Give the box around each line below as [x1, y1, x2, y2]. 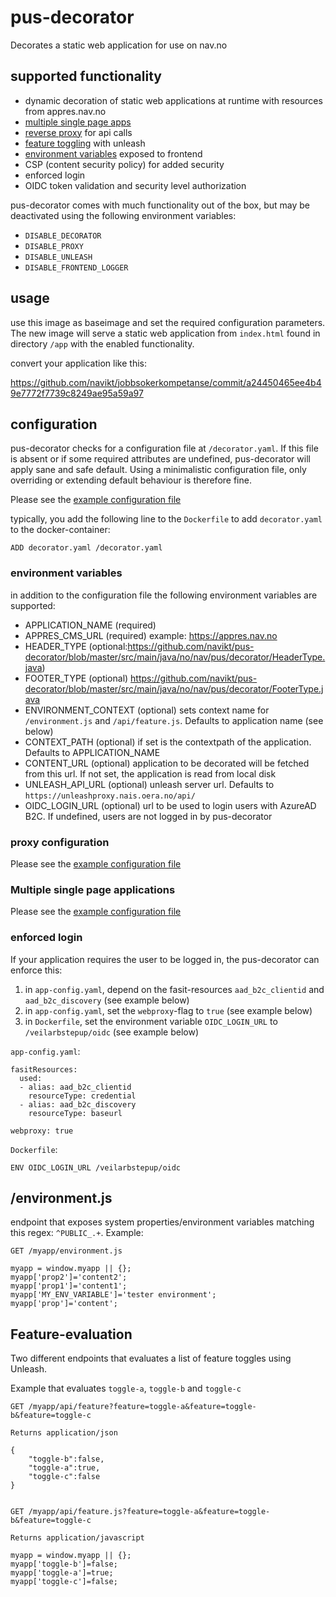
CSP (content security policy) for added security [24, 158, 225, 170]
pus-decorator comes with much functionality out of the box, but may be [10, 199, 310, 211]
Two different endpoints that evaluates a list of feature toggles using [10, 1352, 292, 1365]
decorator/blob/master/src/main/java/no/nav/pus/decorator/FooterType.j [24, 682, 324, 695]
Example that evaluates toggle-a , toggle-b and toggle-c [10, 1382, 242, 1395]
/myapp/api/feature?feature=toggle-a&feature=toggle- [28, 1402, 257, 1412]
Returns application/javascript [10, 1533, 145, 1543]
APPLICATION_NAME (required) [24, 619, 157, 631]
